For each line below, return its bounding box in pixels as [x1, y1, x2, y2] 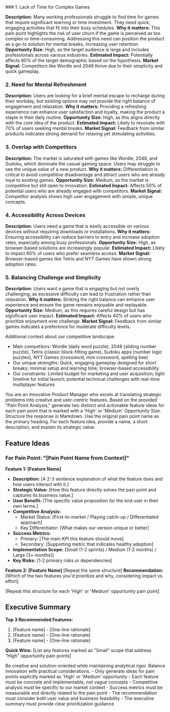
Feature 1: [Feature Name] [5, 466, 61, 472]
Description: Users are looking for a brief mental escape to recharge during [5, 93, 165, 99]
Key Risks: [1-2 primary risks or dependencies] [12, 557, 112, 564]
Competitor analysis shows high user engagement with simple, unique [5, 193, 153, 199]
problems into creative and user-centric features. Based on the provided [5, 397, 157, 403]
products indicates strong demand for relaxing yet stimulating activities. [5, 131, 156, 137]
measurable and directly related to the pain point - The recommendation [5, 689, 157, 696]
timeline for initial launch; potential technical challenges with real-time [12, 376, 160, 382]
